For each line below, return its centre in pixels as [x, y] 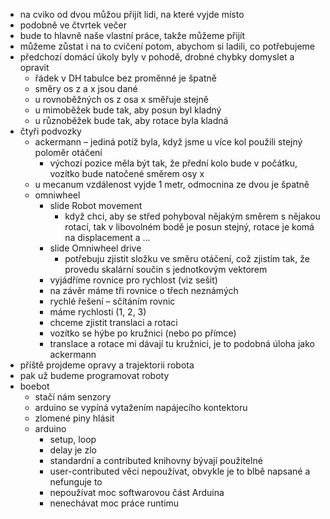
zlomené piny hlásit [74, 418]
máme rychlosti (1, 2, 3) [98, 312]
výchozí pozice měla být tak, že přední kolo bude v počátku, [173, 163]
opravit [34, 67]
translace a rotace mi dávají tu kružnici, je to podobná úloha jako [182, 343]
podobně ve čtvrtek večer [73, 25]
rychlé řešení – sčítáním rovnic [112, 301]
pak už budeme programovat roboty [94, 375]
